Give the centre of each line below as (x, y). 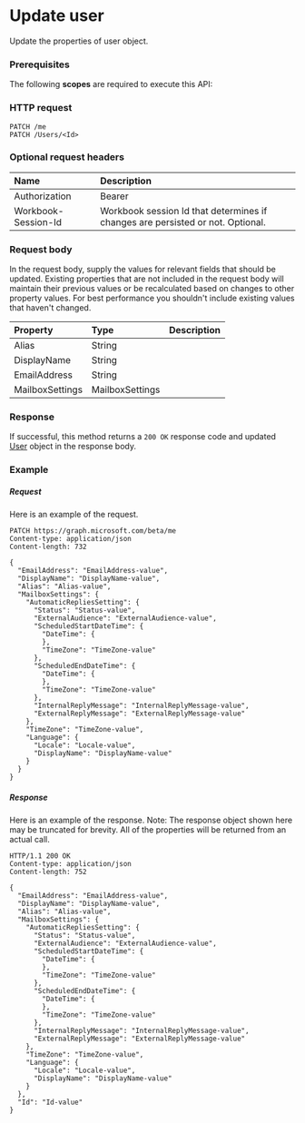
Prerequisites (39, 64)
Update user (57, 16)
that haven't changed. (50, 308)
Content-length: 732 (49, 547)
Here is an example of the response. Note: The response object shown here (151, 820)
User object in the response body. (73, 447)
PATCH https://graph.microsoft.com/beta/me (93, 531)
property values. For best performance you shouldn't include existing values (152, 298)
